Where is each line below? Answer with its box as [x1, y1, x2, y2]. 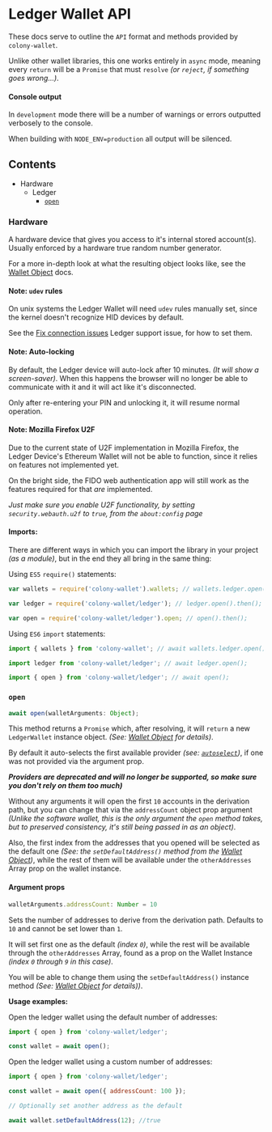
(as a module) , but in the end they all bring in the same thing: [8, 553, 212, 563]
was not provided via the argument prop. [8, 757, 144, 766]
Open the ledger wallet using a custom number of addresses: [8, 1057, 213, 1066]
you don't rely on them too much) [8, 781, 123, 791]
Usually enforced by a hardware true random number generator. [8, 244, 223, 253]
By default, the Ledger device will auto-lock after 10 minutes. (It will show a [8, 365, 259, 375]
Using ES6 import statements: [8, 629, 106, 638]
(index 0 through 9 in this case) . [8, 956, 113, 966]
